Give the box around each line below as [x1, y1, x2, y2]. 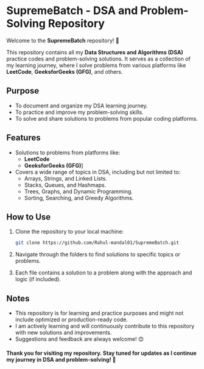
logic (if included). [15, 276, 61, 283]
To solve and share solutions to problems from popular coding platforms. [15, 115, 198, 122]
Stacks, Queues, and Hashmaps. [24, 181, 107, 188]
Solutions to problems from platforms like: [15, 149, 121, 156]
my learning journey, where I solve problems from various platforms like [6, 62, 186, 69]
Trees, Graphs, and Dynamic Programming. [24, 187, 133, 195]
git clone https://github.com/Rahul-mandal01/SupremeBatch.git [15, 240, 180, 246]
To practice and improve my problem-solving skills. [15, 108, 144, 116]
